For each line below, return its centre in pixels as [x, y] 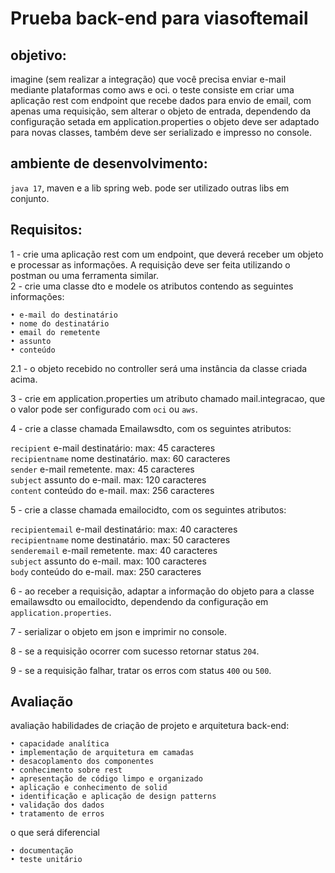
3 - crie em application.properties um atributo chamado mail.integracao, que [168, 398]
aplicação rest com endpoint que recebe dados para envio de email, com [161, 100]
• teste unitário [46, 860]
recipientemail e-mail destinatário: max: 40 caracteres [124, 529]
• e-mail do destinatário [64, 315]
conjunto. [30, 198]
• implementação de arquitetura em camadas [102, 753]
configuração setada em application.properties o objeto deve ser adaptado [165, 121]
